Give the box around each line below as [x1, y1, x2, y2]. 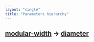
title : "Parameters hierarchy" [5, 12, 69, 16]
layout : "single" [5, 7, 41, 12]
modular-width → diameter [5, 29, 89, 38]
